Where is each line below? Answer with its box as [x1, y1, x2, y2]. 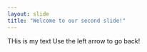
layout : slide [7, 10, 50, 18]
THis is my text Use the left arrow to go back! [7, 36, 141, 45]
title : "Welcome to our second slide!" [7, 17, 126, 24]
